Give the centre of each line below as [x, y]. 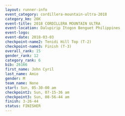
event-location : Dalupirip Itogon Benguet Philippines [63, 28]
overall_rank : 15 [23, 51]
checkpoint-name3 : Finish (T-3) [38, 46]
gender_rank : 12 [22, 56]
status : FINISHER [23, 106]
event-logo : [17, 33]
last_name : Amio [22, 74]
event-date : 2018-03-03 [30, 38]
